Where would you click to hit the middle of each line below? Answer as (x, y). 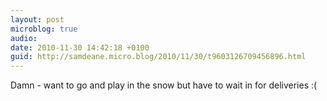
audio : (24, 38)
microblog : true (44, 29)
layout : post (37, 19)
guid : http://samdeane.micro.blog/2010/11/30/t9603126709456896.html (158, 57)
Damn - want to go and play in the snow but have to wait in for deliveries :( (164, 85)
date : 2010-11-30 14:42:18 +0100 (80, 47)
